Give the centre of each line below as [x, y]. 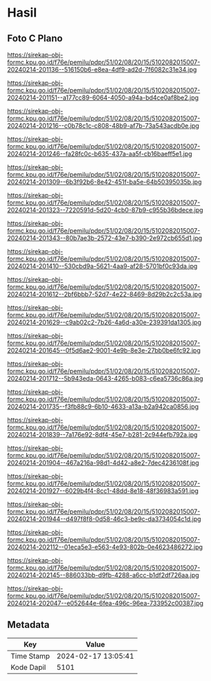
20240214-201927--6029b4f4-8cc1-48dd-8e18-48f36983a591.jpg [103, 491]
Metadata [28, 625]
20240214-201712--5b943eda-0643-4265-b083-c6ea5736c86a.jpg [105, 379]
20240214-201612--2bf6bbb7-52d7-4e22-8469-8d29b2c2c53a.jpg [104, 294]
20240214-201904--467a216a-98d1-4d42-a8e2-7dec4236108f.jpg [103, 463]
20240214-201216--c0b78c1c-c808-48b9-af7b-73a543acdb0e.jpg [103, 125]
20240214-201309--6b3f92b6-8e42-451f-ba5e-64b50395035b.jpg [104, 182]
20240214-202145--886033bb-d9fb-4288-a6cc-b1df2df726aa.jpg [103, 575]
